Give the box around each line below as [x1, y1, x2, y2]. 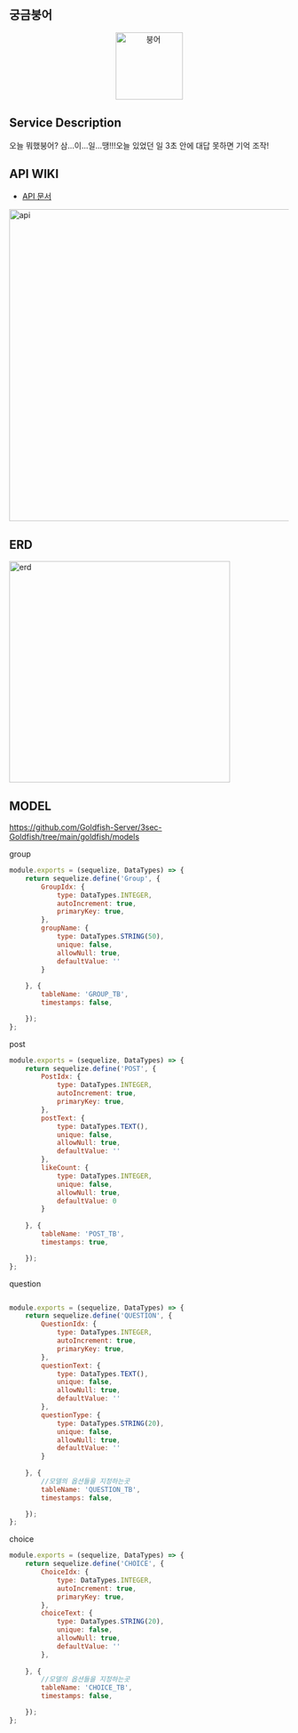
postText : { [41, 1114, 86, 1123]
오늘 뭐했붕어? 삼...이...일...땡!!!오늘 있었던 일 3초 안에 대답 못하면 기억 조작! [9, 140, 270, 150]
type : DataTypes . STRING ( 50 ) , [56, 932, 165, 941]
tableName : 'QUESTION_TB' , [41, 1485, 141, 1494]
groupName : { [41, 923, 90, 933]
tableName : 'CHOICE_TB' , [41, 1683, 133, 1692]
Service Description [9, 116, 122, 131]
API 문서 [21, 191, 51, 202]
